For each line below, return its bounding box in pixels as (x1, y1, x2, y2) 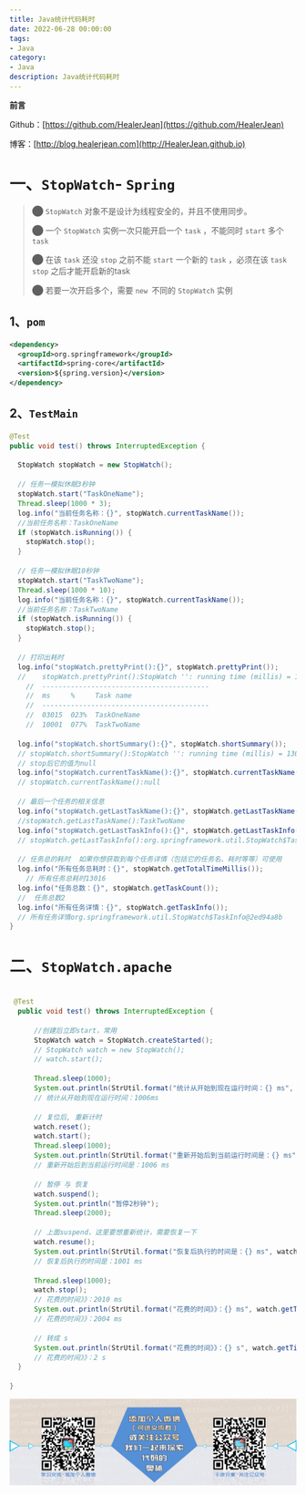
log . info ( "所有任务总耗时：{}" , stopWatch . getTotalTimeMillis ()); (17, 864, 264, 874)
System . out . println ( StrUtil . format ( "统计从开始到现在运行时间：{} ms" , (33, 1084, 294, 1093)
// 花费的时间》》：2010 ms (33, 1295, 123, 1304)
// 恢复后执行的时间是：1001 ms (33, 1256, 143, 1266)
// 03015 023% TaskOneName (25, 711, 141, 720)
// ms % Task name (25, 691, 132, 701)
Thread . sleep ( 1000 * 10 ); (17, 585, 117, 594)
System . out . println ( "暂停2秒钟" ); (33, 1199, 159, 1208)
